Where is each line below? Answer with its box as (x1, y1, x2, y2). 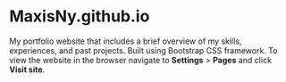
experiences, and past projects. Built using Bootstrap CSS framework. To (9, 45, 278, 55)
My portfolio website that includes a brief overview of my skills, (9, 36, 242, 46)
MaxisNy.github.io (9, 6, 150, 27)
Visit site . (9, 64, 46, 75)
